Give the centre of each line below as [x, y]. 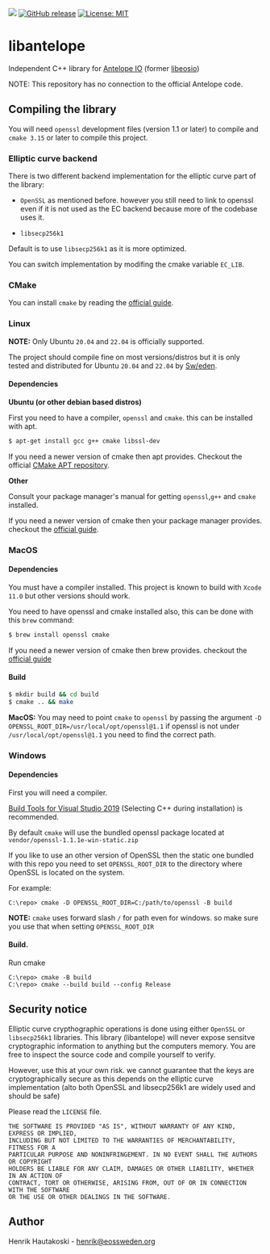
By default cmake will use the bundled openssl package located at [116, 833]
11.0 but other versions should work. [69, 596]
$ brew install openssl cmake [59, 635]
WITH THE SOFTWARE [39, 1190]
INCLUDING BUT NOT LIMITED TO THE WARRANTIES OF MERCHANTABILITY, [122, 1140]
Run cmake [27, 963]
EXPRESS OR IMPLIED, [43, 1133]
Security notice [48, 1009]
